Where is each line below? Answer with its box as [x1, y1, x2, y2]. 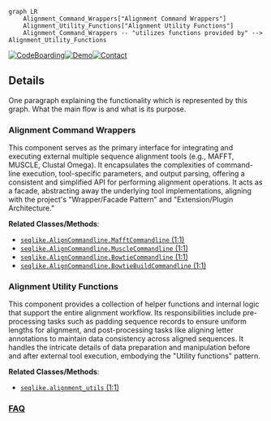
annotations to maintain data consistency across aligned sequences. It [8, 334, 244, 344]
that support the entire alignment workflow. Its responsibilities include [8, 308, 242, 318]
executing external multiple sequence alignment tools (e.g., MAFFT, [8, 151, 234, 162]
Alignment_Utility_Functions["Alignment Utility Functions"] [23, 22, 234, 30]
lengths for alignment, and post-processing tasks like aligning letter [8, 325, 234, 335]
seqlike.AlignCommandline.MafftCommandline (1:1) [19, 235, 185, 245]
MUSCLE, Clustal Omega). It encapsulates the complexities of [8, 160, 215, 170]
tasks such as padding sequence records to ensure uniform [47, 317, 247, 327]
